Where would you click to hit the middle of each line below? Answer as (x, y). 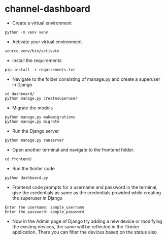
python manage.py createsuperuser (41, 98)
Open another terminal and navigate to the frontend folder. (73, 149)
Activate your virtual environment (47, 42)
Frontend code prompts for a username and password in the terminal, (85, 187)
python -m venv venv (27, 32)
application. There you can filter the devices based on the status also (84, 232)
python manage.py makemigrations (40, 117)
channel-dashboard (48, 9)
